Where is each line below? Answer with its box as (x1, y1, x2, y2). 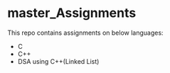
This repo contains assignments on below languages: (7, 28, 164, 37)
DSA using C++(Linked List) (17, 57, 100, 65)
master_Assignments (7, 5, 137, 21)
